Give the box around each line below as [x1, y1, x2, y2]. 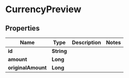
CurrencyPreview [5, 4, 81, 15]
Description [72, 39, 101, 46]
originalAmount [8, 64, 47, 71]
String [51, 47, 68, 55]
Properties [5, 24, 40, 33]
